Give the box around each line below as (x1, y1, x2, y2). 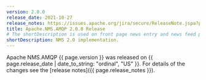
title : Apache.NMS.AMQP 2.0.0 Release (6, 25, 105, 32)
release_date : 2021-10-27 (6, 15, 72, 21)
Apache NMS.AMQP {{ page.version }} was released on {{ (6, 54, 153, 61)
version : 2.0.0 (6, 8, 45, 15)
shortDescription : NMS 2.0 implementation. (6, 37, 120, 43)
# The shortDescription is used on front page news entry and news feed (6, 32, 196, 38)
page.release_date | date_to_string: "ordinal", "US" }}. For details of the (6, 60, 185, 67)
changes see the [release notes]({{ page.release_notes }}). (6, 67, 155, 73)
